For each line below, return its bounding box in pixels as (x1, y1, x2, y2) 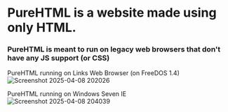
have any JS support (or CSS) (7, 54, 110, 63)
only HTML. (7, 19, 76, 35)
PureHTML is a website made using (7, 5, 217, 21)
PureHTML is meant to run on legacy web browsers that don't (7, 45, 221, 54)
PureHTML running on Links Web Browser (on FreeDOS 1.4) (7, 69, 180, 77)
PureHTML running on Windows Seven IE (7, 90, 127, 98)
